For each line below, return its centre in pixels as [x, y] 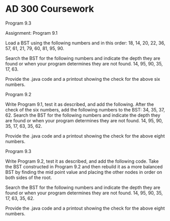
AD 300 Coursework [50, 9]
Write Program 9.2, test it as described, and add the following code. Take [82, 161]
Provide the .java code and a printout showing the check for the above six [83, 79]
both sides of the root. [29, 178]
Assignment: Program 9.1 [31, 33]
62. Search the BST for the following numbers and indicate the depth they [83, 115]
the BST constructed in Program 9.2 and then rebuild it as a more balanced [84, 166]
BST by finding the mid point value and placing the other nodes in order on [84, 172]
